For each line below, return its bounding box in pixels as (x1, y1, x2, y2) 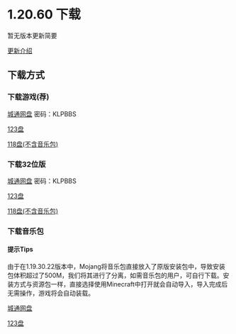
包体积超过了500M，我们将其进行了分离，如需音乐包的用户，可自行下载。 (7, 271, 223, 280)
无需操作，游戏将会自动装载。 (7, 289, 94, 298)
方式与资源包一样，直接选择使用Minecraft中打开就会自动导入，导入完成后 (13, 280, 228, 289)
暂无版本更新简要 (7, 31, 57, 40)
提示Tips (7, 245, 33, 254)
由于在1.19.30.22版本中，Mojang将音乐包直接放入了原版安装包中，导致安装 (7, 262, 225, 271)
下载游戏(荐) (7, 92, 50, 102)
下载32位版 (7, 159, 46, 169)
